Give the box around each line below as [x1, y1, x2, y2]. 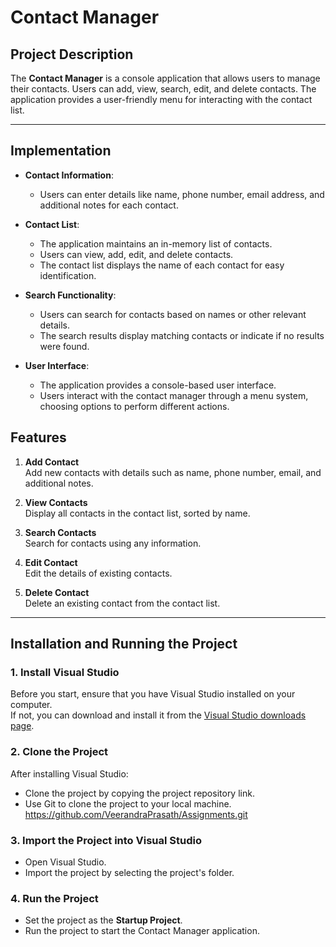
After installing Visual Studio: [10, 767, 129, 780]
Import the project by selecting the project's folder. [24, 866, 235, 878]
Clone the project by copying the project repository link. [24, 787, 255, 799]
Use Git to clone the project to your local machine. [24, 797, 232, 810]
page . [10, 720, 35, 732]
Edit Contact [24, 556, 78, 568]
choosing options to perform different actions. [39, 400, 230, 412]
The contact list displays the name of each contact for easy [39, 259, 285, 271]
